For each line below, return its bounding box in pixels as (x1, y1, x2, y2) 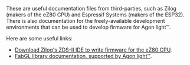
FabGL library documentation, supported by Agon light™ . (14, 53, 152, 59)
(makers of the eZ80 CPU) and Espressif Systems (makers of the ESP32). (6, 11, 185, 18)
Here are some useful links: (6, 35, 73, 42)
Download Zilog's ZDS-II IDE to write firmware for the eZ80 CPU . (14, 46, 172, 53)
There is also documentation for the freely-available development (6, 18, 165, 24)
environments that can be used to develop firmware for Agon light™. (6, 23, 171, 30)
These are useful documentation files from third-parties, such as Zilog (6, 5, 177, 12)
